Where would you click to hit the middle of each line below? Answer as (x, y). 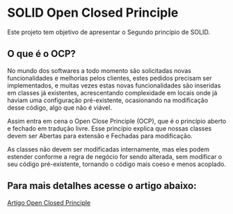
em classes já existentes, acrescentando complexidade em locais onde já (112, 92)
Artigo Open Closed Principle (49, 202)
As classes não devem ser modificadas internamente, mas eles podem (109, 149)
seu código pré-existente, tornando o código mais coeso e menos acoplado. (116, 164)
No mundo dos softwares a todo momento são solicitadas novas (99, 70)
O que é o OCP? (42, 54)
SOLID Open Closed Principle (93, 13)
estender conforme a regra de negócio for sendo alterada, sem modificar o (115, 156)
